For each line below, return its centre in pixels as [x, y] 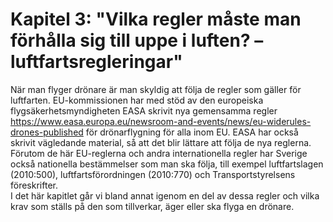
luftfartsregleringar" [96, 62]
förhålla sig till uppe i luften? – [137, 40]
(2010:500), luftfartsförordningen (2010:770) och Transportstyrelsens [153, 174]
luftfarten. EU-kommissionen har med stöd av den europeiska [137, 100]
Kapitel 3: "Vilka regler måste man [156, 19]
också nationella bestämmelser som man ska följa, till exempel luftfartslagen [167, 164]
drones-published [47, 132]
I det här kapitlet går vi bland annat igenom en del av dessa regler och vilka [165, 195]
